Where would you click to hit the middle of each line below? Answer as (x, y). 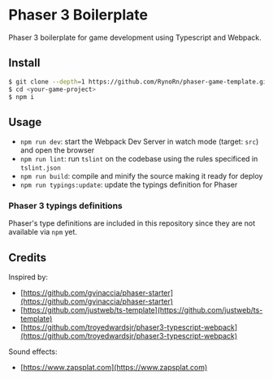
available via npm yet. (43, 232)
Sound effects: (33, 352)
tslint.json (40, 168)
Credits (28, 257)
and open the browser (57, 150)
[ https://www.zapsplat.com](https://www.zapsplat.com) (114, 368)
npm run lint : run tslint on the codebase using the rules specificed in (139, 159)
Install (24, 63)
